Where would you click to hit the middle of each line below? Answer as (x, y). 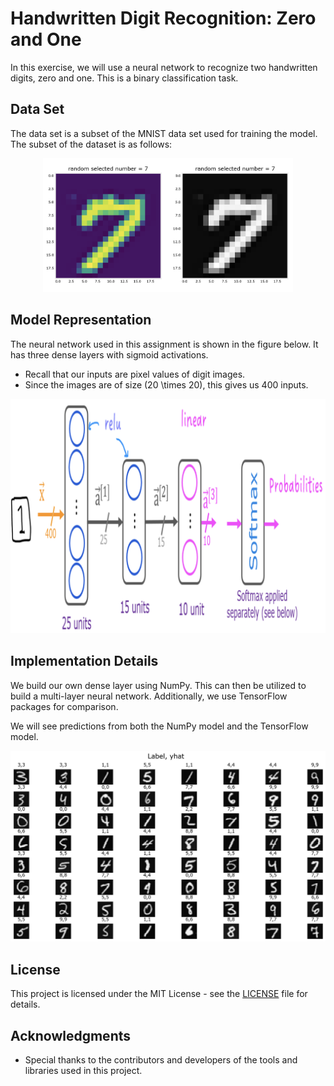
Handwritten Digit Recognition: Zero (163, 18)
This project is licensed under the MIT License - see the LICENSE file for (159, 994)
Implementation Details (84, 661)
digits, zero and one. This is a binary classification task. (124, 78)
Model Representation (81, 320)
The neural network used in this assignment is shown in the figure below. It (164, 344)
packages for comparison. (64, 706)
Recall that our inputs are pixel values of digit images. (135, 374)
